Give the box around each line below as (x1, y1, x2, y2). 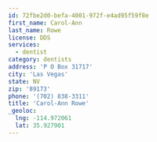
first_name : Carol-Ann (8, 19, 82, 27)
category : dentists (8, 56, 72, 64)
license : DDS (8, 33, 51, 42)
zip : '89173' (8, 84, 51, 93)
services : (8, 41, 41, 49)
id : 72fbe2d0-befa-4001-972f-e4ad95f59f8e (8, 11, 149, 20)
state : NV (8, 77, 41, 85)
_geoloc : (8, 107, 37, 115)
